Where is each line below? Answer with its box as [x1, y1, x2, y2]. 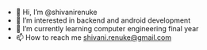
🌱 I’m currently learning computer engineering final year [15, 24, 199, 33]
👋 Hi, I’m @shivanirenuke [15, 8, 98, 16]
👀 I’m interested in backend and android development [15, 16, 191, 25]
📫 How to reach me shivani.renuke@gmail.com [15, 33, 172, 42]
